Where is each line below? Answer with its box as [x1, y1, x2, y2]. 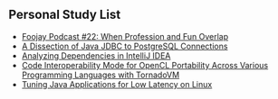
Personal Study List [8, 7, 121, 22]
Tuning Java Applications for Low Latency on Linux [21, 78, 213, 89]
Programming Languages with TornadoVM [21, 69, 180, 80]
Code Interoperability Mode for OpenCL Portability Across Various [21, 59, 269, 70]
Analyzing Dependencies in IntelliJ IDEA [21, 49, 171, 61]
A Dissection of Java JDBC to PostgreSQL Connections [21, 40, 228, 51]
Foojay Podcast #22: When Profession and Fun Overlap [21, 31, 229, 41]
